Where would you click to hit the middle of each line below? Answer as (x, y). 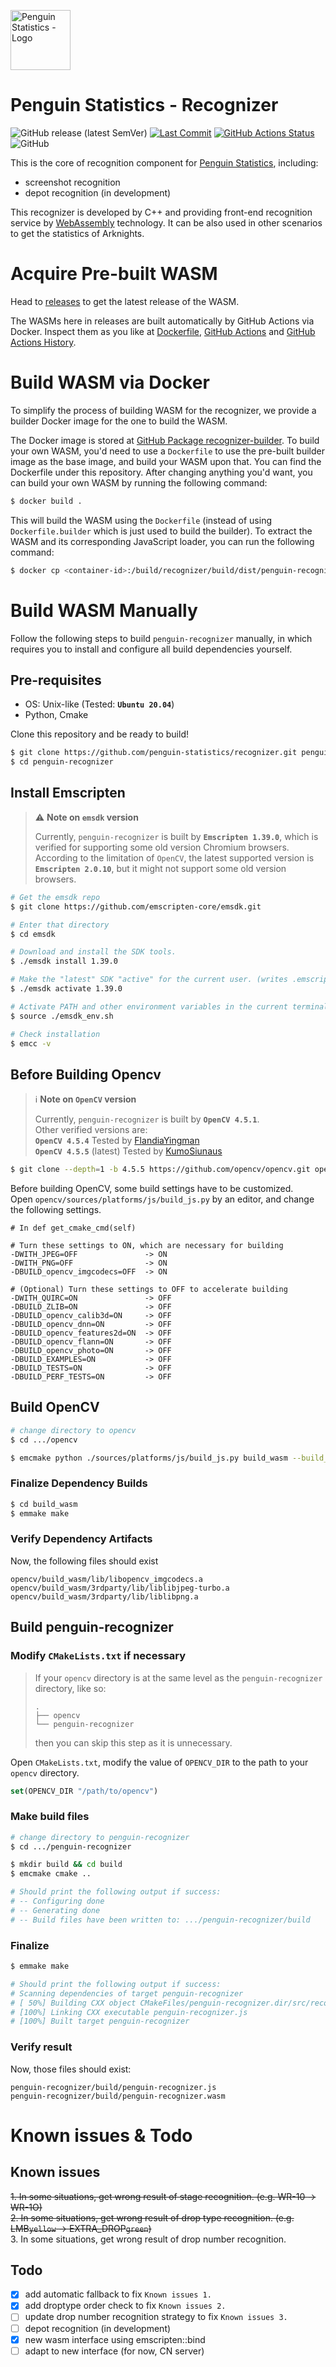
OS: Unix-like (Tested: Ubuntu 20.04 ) (99, 704)
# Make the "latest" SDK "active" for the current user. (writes (149, 980)
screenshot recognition (72, 182)
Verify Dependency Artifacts (81, 1539)
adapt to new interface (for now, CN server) (114, 2351)
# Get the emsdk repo (55, 897)
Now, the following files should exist (84, 1561)
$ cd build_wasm (44, 1504)
